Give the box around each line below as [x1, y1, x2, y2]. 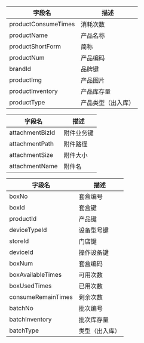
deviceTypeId [9, 226, 47, 234]
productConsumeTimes [9, 20, 75, 28]
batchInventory [9, 316, 52, 323]
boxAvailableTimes [9, 271, 62, 279]
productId [9, 215, 37, 223]
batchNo [9, 304, 34, 312]
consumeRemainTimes [9, 293, 73, 301]
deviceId [9, 248, 34, 256]
